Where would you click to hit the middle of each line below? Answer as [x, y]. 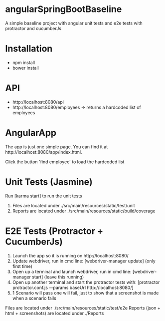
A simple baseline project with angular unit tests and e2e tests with [74, 23]
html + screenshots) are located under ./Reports [55, 313]
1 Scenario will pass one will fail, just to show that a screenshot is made [85, 293]
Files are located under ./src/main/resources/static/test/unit [74, 205]
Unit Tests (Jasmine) [49, 182]
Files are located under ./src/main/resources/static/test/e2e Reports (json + [83, 308]
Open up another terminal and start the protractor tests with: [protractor [86, 282]
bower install [25, 68]
